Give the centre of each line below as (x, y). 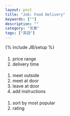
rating (18, 108)
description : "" (22, 24)
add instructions (29, 91)
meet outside (26, 75)
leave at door (26, 86)
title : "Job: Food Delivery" (35, 14)
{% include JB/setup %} (30, 47)
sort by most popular (34, 102)
